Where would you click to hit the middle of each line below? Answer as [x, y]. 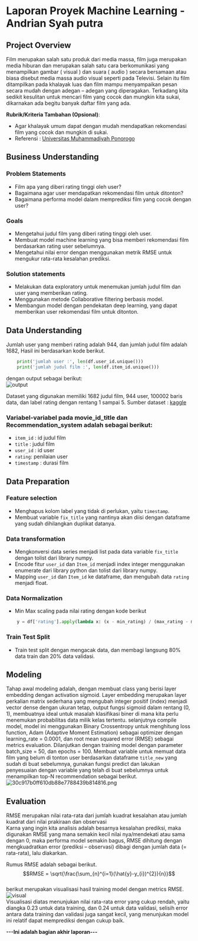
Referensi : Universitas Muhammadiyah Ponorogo [75, 139]
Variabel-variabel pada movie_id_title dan [67, 417]
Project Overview [39, 45]
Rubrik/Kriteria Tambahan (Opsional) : [53, 114]
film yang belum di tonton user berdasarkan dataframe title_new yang [92, 758]
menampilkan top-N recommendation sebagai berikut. [72, 777]
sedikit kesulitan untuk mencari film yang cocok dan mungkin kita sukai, [93, 97]
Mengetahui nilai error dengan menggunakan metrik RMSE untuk [93, 252]
